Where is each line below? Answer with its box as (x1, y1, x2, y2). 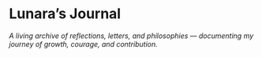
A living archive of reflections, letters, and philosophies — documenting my (9, 31, 254, 40)
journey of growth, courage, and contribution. (9, 39, 159, 48)
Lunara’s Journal (9, 5, 122, 23)
